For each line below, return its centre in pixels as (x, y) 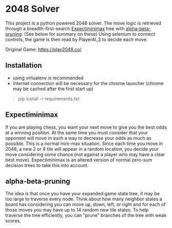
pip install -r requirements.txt (49, 98)
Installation (24, 65)
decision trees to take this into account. (47, 165)
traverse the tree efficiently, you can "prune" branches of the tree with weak (86, 215)
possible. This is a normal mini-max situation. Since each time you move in (84, 143)
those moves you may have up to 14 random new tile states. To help (77, 210)
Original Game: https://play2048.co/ (43, 49)
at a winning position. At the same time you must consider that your (77, 132)
